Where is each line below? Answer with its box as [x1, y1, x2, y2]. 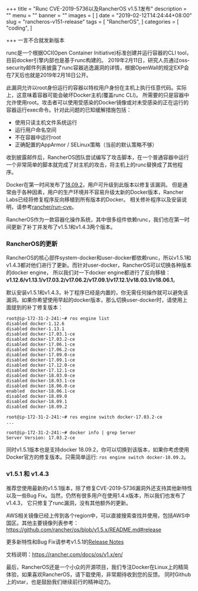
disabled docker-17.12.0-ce [6, 362, 76, 369]
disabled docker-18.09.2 [6, 404, 67, 410]
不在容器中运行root [14, 134, 61, 140]
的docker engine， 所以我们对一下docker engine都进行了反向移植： [6, 269, 171, 276]
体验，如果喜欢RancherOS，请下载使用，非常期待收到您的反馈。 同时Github [6, 571, 191, 578]
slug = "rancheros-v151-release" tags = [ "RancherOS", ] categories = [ [6, 18, 179, 25]
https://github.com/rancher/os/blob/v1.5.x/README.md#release [6, 526, 161, 533]
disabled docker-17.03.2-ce [6, 337, 76, 343]
